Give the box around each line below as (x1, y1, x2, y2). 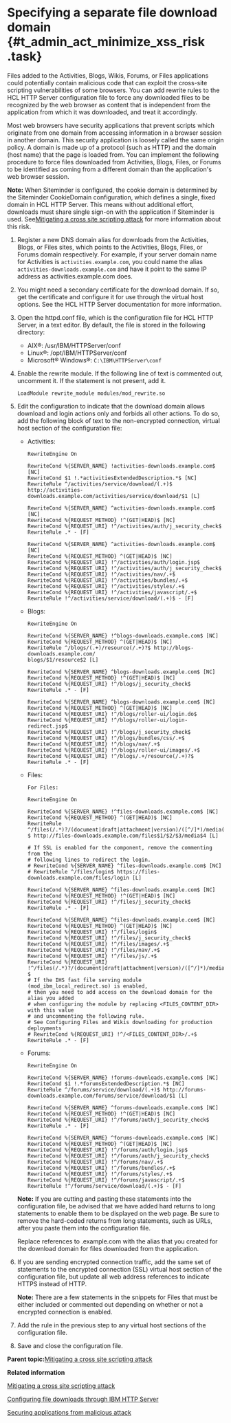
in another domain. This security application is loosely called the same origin (7, 135, 224, 144)
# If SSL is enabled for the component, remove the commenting (27, 844, 213, 851)
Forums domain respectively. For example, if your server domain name (16, 250, 217, 259)
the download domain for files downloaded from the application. (16, 1244, 199, 1252)
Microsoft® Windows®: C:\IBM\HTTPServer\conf (27, 356, 162, 364)
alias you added (27, 995, 74, 1001)
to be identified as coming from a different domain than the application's (7, 165, 212, 173)
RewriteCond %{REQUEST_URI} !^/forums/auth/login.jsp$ (27, 1147, 188, 1153)
